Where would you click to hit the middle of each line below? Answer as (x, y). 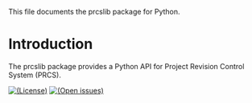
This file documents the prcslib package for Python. (94, 12)
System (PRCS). (35, 75)
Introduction (51, 44)
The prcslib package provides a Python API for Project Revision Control (126, 66)
